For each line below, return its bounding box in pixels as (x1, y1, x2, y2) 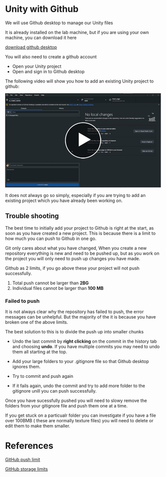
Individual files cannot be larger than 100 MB (12, 285, 104, 291)
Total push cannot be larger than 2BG (12, 280, 89, 286)
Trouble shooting (5, 212, 59, 220)
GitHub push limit (5, 456, 41, 462)
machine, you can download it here (5, 35, 77, 40)
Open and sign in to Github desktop (12, 68, 85, 75)
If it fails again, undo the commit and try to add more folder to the (12, 383, 146, 389)
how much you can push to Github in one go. (5, 236, 97, 241)
